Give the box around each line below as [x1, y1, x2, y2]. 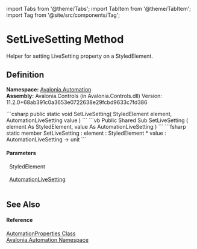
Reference [6, 216, 33, 223]
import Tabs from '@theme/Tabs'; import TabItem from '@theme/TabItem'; [6, 5, 192, 12]
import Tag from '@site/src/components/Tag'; [6, 11, 120, 19]
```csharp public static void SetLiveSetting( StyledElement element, [6, 110, 172, 117]
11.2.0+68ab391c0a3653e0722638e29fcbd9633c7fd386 [6, 99, 148, 106]
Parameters [6, 150, 36, 157]
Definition [6, 70, 44, 80]
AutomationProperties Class [6, 230, 76, 237]
